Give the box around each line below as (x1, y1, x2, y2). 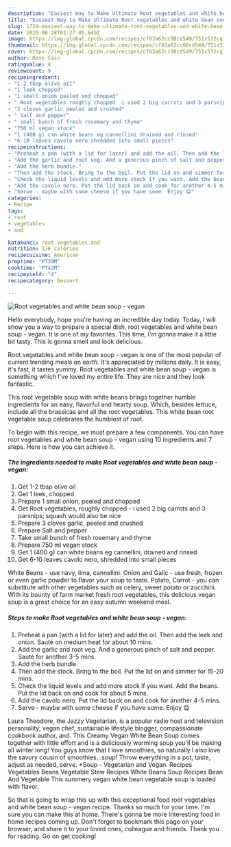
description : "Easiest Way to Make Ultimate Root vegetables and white (8, 10, 217, 17)
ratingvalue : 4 (8, 61, 51, 68)
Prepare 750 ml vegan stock (17, 541, 98, 549)
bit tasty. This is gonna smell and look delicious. (8, 337, 143, 345)
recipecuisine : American (8, 251, 79, 259)
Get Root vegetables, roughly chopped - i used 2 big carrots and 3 (17, 504, 206, 513)
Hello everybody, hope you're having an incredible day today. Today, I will (8, 315, 216, 323)
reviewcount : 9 (8, 67, 51, 74)
